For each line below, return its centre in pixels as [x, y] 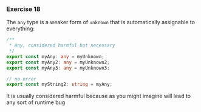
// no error [21, 79]
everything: [21, 28]
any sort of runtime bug [36, 102]
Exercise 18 [23, 9]
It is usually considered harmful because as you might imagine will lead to [99, 96]
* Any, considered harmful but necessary [62, 45]
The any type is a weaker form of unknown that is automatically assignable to [101, 22]
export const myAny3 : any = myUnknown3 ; [58, 68]
